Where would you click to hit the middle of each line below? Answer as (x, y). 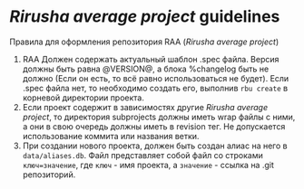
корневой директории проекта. (83, 98)
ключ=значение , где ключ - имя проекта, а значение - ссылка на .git (148, 165)
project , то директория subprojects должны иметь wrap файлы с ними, (159, 117)
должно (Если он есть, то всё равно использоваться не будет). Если (156, 78)
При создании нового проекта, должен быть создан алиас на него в (155, 146)
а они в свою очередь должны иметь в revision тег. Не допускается (154, 126)
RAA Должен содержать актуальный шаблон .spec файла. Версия (151, 59)
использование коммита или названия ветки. (111, 136)
